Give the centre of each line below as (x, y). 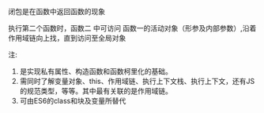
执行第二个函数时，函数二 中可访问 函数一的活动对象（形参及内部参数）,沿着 (132, 28)
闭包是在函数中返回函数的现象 (57, 11)
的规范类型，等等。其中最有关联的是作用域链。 (96, 91)
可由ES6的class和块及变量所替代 (73, 101)
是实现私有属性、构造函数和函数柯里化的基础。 (96, 71)
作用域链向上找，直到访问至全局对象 (67, 38)
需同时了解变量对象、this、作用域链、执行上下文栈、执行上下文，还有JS (137, 81)
